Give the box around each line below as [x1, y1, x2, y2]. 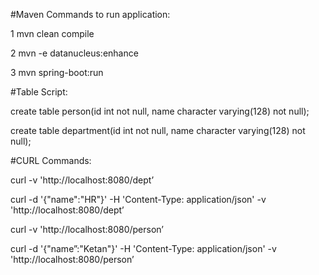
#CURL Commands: [10, 155, 92, 166]
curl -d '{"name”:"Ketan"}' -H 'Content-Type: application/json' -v [10, 243, 277, 254]
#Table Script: [10, 86, 68, 98]
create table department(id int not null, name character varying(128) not [10, 125, 306, 136]
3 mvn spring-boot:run [10, 67, 104, 78]
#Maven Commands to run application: [10, 9, 171, 20]
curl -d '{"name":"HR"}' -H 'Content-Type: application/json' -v [10, 194, 267, 205]
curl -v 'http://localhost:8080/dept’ [10, 174, 155, 186]
